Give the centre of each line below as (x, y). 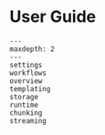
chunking (26, 113)
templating (30, 88)
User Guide (53, 17)
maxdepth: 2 (32, 49)
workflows (28, 73)
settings (26, 65)
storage (24, 97)
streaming (28, 120)
